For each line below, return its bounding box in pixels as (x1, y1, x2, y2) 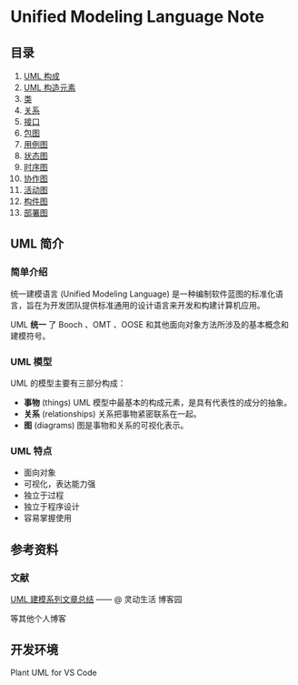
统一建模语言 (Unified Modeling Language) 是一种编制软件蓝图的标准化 (10, 288, 276, 299)
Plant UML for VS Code (10, 667, 98, 678)
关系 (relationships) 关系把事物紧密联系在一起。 (23, 408, 202, 419)
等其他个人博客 (10, 612, 66, 624)
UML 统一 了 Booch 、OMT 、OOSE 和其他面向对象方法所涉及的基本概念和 (10, 318, 290, 329)
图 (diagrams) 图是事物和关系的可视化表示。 (23, 419, 189, 430)
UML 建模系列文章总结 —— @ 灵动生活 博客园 (10, 593, 183, 604)
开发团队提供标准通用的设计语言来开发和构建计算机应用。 (49, 299, 265, 310)
